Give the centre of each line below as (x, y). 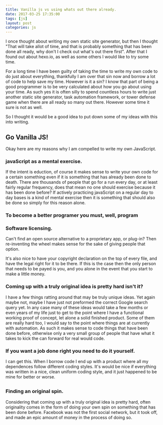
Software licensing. (29, 228)
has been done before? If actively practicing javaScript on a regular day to (80, 192)
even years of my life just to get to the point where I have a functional (75, 313)
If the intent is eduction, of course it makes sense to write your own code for (82, 172)
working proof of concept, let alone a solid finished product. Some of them (80, 317)
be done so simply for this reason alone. (46, 203)
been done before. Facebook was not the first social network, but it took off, (81, 412)
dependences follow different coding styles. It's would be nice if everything (81, 367)
